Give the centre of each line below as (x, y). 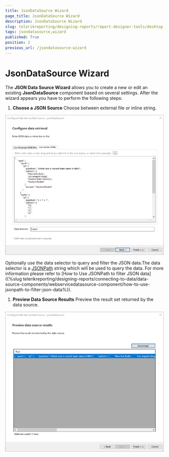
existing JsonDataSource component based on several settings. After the (82, 93)
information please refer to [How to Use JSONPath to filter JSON (72, 274)
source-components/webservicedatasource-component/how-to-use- (77, 284)
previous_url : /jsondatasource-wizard (46, 48)
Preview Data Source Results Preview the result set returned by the (83, 299)
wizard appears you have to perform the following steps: (64, 98)
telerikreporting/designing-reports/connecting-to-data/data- (86, 279)
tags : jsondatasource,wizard (36, 32)
